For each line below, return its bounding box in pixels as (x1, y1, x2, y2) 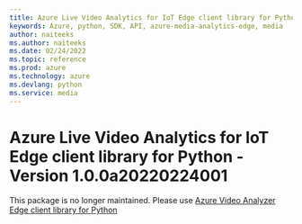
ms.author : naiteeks (9, 38, 87, 48)
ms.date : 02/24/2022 (9, 47, 87, 56)
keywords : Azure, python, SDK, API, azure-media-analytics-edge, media (9, 22, 283, 31)
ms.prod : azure (9, 64, 67, 73)
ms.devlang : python (9, 80, 83, 89)
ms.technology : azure (9, 72, 91, 81)
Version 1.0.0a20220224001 (9, 166, 228, 185)
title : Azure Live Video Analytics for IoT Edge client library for (9, 13, 271, 22)
